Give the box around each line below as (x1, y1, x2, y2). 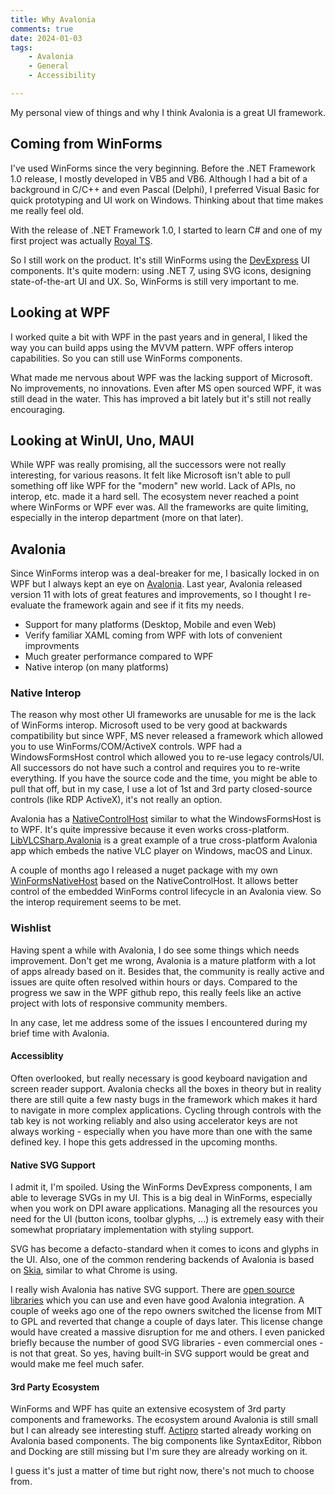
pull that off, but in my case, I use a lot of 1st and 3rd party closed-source (10, 783, 313, 795)
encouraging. (10, 403, 66, 415)
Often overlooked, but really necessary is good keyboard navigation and (10, 1072, 308, 1084)
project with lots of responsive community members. (10, 997, 228, 1009)
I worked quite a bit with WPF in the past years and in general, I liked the (10, 331, 308, 343)
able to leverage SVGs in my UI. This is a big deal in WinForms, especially (10, 1192, 313, 1204)
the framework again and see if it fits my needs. (47, 599, 245, 611)
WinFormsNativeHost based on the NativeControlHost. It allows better (10, 875, 299, 887)
